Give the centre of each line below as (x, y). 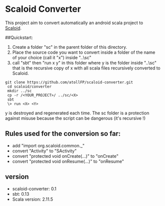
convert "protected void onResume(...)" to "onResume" (68, 161)
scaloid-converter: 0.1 (34, 189)
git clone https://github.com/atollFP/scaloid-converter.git (69, 82)
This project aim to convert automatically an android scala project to (74, 23)
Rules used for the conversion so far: (63, 134)
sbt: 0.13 (21, 194)
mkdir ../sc (19, 91)
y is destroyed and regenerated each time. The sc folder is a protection (77, 113)
